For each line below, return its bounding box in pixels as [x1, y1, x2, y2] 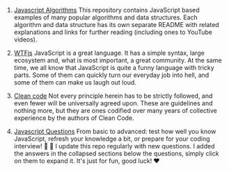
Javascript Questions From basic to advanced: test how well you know [13, 128, 216, 135]
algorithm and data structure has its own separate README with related [13, 21, 219, 28]
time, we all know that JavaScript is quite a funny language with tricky [13, 64, 214, 71]
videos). [13, 35, 38, 44]
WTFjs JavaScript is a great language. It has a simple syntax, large [13, 49, 205, 57]
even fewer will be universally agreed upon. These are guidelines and [13, 99, 214, 107]
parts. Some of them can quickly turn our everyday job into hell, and [13, 71, 210, 79]
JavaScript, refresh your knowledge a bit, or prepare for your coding [13, 135, 210, 143]
